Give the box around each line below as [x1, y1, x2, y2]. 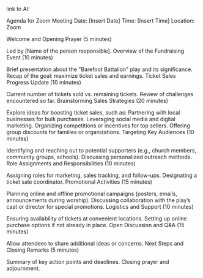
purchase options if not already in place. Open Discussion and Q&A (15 [6, 222, 185, 228]
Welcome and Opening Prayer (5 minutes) [6, 36, 112, 42]
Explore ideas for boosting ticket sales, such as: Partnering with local [6, 109, 180, 116]
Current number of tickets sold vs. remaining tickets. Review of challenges [6, 91, 194, 97]
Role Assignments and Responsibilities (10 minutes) [6, 160, 136, 167]
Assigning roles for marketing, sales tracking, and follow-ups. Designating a [6, 171, 197, 179]
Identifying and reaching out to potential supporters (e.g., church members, [6, 147, 197, 154]
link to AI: [6, 6, 30, 12]
